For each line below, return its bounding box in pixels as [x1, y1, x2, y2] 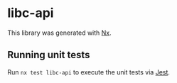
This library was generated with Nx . [7, 28, 112, 37]
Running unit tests [7, 49, 90, 61]
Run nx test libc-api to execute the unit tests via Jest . [7, 67, 171, 76]
